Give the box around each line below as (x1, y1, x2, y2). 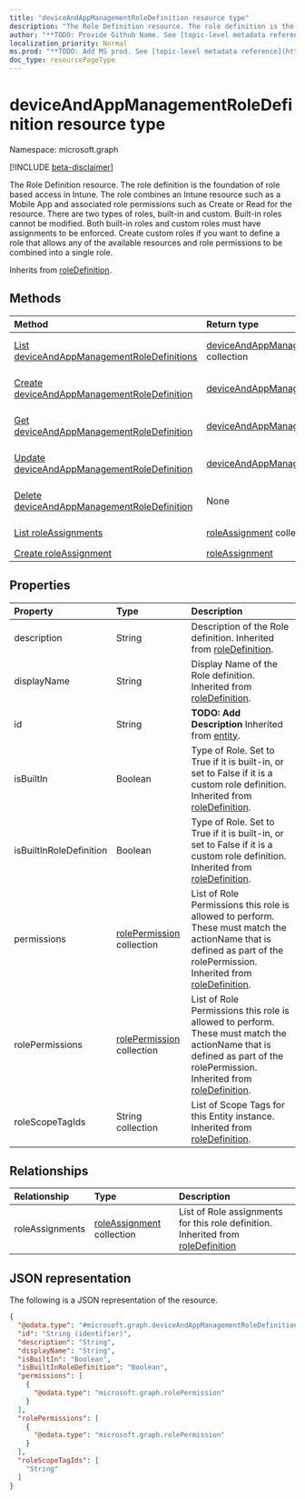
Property (14, 605, 54, 617)
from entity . (191, 729, 241, 742)
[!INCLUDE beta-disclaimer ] (9, 161, 113, 173)
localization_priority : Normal (9, 38, 128, 48)
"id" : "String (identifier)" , (17, 1329, 132, 1338)
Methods (9, 291, 62, 306)
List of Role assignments (178, 1205, 283, 1218)
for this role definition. (178, 1217, 272, 1230)
